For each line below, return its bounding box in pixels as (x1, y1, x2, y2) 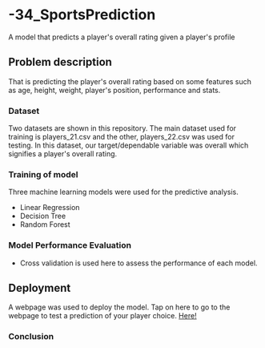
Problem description (8, 55, 112, 69)
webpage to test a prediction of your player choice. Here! (8, 311, 198, 321)
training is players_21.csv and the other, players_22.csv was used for (8, 132, 235, 142)
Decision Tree (19, 211, 66, 221)
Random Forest (19, 220, 70, 229)
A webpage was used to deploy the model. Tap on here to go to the (8, 302, 231, 312)
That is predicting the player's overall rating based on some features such (8, 76, 252, 86)
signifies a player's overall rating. (8, 149, 118, 159)
